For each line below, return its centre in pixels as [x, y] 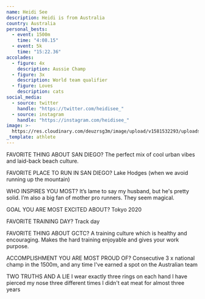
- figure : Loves [32, 86]
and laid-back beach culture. [43, 161]
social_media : [24, 97]
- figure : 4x [28, 63]
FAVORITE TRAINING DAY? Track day [53, 221]
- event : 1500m [31, 35]
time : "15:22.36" [39, 52]
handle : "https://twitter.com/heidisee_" [70, 109]
